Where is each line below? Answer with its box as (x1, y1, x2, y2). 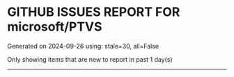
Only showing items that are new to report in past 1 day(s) (7, 55, 173, 63)
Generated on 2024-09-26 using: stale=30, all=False (7, 42, 159, 50)
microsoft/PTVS (7, 19, 102, 35)
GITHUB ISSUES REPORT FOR (7, 4, 180, 20)
